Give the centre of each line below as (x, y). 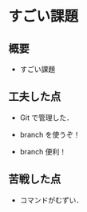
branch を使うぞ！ (50, 134)
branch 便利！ (43, 151)
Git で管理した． (47, 118)
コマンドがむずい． (51, 200)
